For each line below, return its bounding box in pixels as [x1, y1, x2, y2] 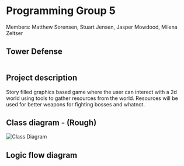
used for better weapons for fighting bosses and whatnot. [6, 101, 145, 108]
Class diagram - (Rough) [6, 117, 97, 127]
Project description [6, 73, 78, 83]
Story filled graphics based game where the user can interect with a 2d [6, 88, 177, 95]
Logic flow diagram [6, 150, 78, 160]
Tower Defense [6, 47, 63, 57]
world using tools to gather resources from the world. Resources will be [6, 95, 178, 102]
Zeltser [6, 29, 23, 36]
